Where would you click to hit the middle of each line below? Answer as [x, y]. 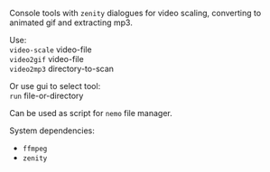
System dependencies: [52, 131]
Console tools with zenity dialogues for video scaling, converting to [135, 13]
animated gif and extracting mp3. [71, 23]
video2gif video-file [47, 59]
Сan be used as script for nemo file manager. [91, 113]
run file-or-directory [47, 95]
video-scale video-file [51, 50]
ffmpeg [35, 149]
